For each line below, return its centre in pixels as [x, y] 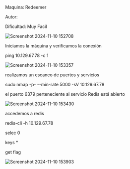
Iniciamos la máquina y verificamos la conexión [53, 46]
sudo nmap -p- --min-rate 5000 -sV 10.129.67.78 [55, 84]
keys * [12, 142]
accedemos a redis [25, 113]
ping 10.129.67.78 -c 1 [27, 55]
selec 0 [13, 133]
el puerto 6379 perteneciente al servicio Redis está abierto [65, 94]
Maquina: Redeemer [26, 7]
